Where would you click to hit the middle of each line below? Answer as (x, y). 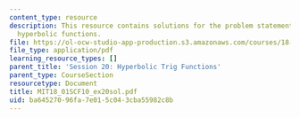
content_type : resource (54, 17)
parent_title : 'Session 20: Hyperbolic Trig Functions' (115, 67)
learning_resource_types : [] (63, 59)
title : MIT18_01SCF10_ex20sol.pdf (74, 91)
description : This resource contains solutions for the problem (131, 26)
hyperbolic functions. (59, 34)
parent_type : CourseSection (62, 75)
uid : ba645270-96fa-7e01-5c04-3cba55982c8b (92, 100)
